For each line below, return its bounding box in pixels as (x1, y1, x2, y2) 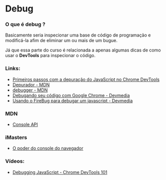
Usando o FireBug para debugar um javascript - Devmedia (12, 97, 133, 103)
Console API (12, 121, 38, 127)
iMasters (5, 134, 27, 140)
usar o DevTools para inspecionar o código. (5, 52, 96, 58)
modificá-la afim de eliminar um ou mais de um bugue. (5, 37, 118, 43)
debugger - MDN (12, 87, 48, 93)
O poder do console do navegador (12, 145, 83, 151)
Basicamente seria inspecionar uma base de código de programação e (5, 32, 151, 38)
